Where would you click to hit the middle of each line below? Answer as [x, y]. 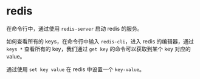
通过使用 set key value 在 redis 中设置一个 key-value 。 [75, 69]
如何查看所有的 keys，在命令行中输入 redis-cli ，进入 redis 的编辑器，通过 [100, 41]
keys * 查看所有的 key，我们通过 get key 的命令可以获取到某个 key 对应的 [98, 49]
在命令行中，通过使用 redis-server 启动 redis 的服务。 [74, 28]
